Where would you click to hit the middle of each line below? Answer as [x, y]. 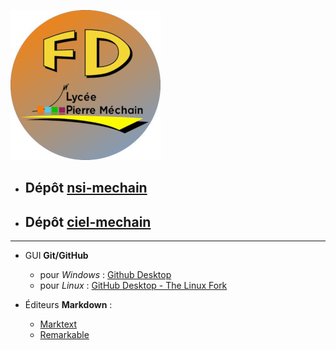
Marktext [58, 324]
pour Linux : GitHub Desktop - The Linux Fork [133, 286]
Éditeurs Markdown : [68, 305]
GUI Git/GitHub [56, 256]
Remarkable [64, 335]
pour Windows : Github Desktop [105, 275]
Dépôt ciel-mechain [88, 221]
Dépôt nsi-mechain [86, 188]
